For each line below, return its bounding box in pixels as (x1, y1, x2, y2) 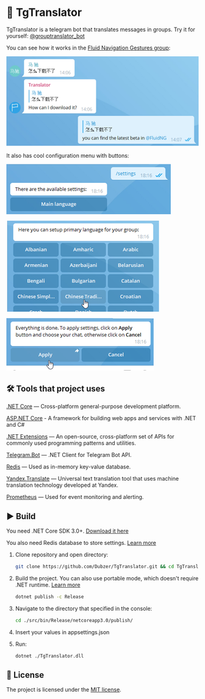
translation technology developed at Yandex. (6, 481, 119, 489)
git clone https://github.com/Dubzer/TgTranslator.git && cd (15, 563, 174, 569)
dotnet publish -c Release (15, 593, 84, 600)
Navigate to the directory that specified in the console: (15, 605, 153, 612)
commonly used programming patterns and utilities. (6, 440, 136, 447)
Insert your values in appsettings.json (15, 628, 110, 635)
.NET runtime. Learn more (15, 581, 81, 588)
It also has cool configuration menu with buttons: (6, 152, 129, 160)
